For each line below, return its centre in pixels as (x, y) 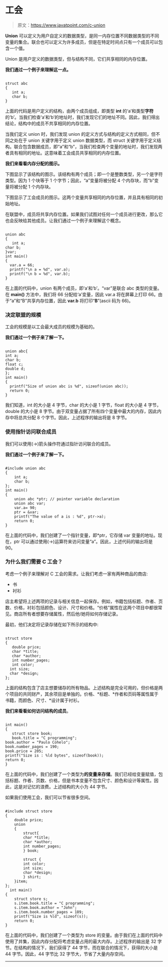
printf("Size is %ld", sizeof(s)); (51, 916)
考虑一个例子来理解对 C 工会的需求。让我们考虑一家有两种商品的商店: (77, 574)
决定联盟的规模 (23, 315)
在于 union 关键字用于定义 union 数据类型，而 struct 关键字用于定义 (87, 140)
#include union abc (25, 468)
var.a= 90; (25, 508)
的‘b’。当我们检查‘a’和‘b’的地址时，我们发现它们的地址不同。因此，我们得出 (82, 117)
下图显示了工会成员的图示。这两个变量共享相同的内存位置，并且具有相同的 (82, 197)
